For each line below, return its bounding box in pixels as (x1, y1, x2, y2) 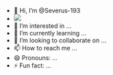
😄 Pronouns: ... (13, 54, 58, 61)
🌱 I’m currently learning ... (13, 29, 87, 37)
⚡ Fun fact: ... (13, 61, 51, 70)
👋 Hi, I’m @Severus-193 (13, 7, 81, 14)
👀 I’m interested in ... (13, 22, 72, 30)
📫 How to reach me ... (13, 44, 77, 52)
